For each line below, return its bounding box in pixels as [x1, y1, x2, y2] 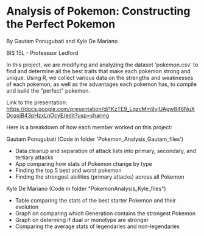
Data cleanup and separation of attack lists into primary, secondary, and [15, 147, 197, 154]
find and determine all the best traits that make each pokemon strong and [6, 67, 191, 74]
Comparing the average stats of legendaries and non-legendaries [15, 223, 180, 230]
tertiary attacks [15, 154, 54, 161]
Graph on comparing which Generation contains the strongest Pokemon [15, 209, 196, 217]
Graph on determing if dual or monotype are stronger [15, 216, 149, 223]
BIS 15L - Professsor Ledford [6, 49, 79, 56]
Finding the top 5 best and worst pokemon [15, 166, 122, 174]
